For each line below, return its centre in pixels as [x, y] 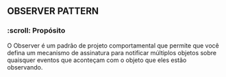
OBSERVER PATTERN [53, 11]
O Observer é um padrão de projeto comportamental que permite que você [113, 45]
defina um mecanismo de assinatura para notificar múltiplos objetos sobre [112, 52]
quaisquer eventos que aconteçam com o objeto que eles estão [97, 60]
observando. [25, 67]
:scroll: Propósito [36, 31]
